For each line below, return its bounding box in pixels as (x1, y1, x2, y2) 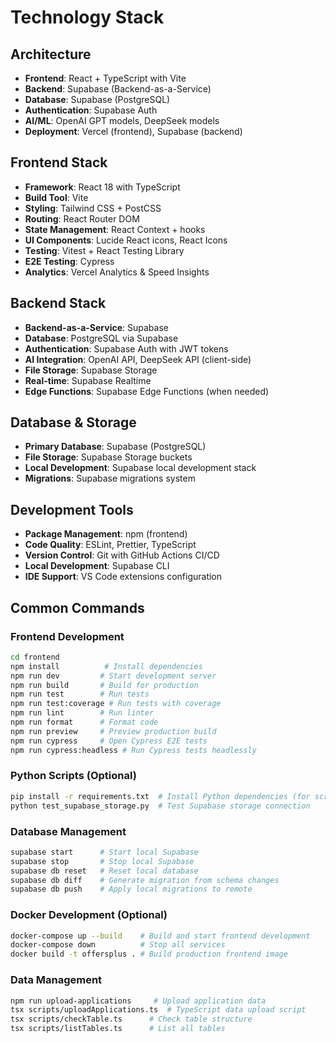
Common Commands (10, 599, 145, 616)
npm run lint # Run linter (10, 708, 155, 718)
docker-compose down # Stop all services (10, 940, 226, 950)
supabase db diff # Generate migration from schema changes (10, 875, 280, 885)
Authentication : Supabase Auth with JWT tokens (24, 342, 229, 355)
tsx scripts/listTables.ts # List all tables (10, 1024, 226, 1034)
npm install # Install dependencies (10, 661, 203, 671)
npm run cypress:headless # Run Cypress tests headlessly (10, 745, 257, 755)
